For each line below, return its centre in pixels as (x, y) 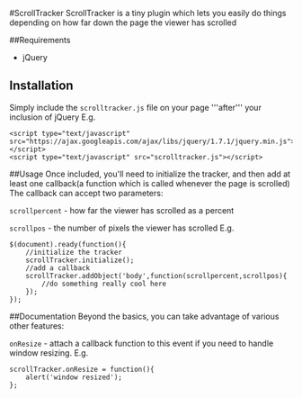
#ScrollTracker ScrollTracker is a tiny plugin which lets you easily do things (148, 13)
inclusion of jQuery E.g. (53, 117)
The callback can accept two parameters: (86, 193)
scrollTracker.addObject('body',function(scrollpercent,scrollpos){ (156, 276)
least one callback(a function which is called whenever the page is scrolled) (150, 183)
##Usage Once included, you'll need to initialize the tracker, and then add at (150, 174)
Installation (41, 86)
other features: (37, 326)
